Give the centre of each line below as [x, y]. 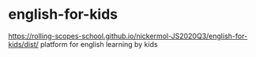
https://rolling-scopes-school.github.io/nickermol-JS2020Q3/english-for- [128, 36]
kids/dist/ [24, 44]
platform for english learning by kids [99, 44]
